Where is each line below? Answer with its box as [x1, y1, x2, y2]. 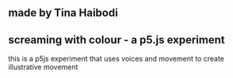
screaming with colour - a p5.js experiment [8, 33, 225, 46]
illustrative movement [8, 62, 78, 72]
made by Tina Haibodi [8, 6, 119, 20]
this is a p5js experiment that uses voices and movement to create [8, 54, 224, 64]
